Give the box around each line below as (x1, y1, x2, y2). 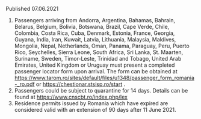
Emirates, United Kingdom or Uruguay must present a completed (14, 61, 175, 69)
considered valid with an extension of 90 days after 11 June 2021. (14, 106, 176, 113)
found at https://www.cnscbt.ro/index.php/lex (14, 93, 128, 100)
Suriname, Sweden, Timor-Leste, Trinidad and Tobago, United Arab (14, 55, 182, 62)
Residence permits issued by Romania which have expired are (14, 100, 169, 107)
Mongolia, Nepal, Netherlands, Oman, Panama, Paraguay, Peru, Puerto (14, 42, 190, 49)
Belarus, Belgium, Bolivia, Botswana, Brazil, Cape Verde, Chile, (14, 23, 170, 30)
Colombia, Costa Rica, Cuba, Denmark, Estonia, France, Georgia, (14, 29, 175, 37)
